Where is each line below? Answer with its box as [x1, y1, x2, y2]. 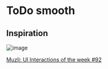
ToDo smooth [6, 4, 76, 18]
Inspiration [6, 28, 49, 38]
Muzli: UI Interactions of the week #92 [6, 56, 102, 63]
